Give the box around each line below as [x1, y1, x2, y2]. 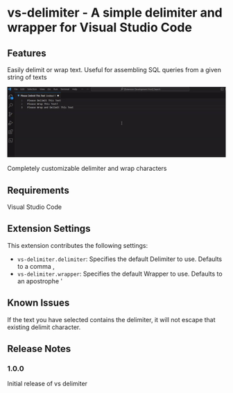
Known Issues [7, 297, 70, 309]
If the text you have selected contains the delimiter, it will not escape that [7, 315, 216, 324]
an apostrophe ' [17, 276, 63, 285]
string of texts [7, 73, 47, 81]
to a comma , [17, 262, 55, 270]
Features [7, 47, 46, 59]
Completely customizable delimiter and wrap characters [7, 165, 167, 173]
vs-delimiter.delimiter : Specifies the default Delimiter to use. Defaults [17, 255, 223, 263]
